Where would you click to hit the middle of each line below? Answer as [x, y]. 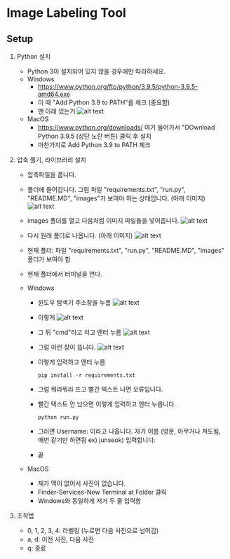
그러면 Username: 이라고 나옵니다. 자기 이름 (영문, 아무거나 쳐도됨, [129, 431]
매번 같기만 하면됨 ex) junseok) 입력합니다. [96, 440]
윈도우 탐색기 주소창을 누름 [74, 302]
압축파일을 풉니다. [52, 174]
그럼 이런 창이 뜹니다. [67, 347]
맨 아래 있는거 [56, 111]
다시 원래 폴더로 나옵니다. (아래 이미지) [80, 235]
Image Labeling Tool [67, 13]
